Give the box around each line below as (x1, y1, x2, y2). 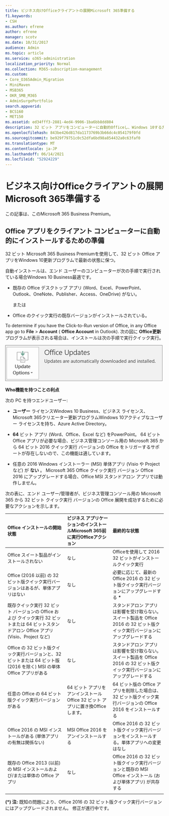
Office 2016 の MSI (7, 726, 48, 732)
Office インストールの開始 (7, 525, 62, 531)
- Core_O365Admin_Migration (5, 77, 64, 83)
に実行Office (67, 534, 94, 540)
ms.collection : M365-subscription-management (5, 66, 102, 71)
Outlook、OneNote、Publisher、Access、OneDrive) (12, 291, 121, 297)
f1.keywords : (5, 13, 33, 19)
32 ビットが (112, 555, 137, 561)
